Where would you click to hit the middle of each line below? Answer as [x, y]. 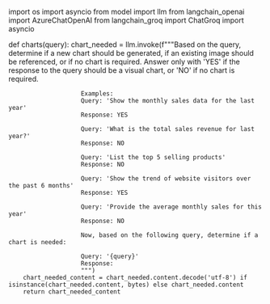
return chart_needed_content [72, 292]
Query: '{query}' [110, 256]
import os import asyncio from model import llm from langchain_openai [127, 12]
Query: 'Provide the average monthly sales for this [171, 207]
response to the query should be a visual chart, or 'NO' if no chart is [122, 70]
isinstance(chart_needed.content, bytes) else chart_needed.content [126, 285]
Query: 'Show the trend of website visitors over [166, 179]
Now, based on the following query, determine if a [169, 235]
